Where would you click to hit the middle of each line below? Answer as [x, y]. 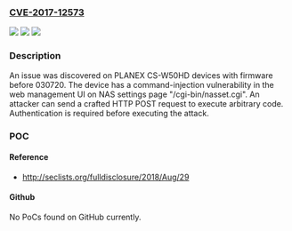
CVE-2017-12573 [47, 12]
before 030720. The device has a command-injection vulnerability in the [142, 84]
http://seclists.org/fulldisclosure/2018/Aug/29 [105, 177]
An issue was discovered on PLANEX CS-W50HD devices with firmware [141, 75]
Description [35, 56]
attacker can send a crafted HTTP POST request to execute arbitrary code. [146, 103]
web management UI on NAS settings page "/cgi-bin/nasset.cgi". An [134, 94]
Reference [29, 157]
